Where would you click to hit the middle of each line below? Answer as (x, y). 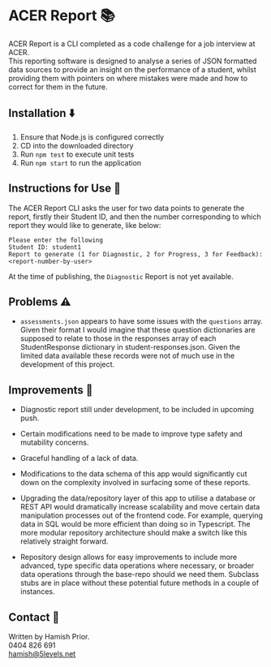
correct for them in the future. (58, 87)
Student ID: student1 (45, 247)
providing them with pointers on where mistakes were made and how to (128, 78)
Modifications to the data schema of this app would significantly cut (133, 474)
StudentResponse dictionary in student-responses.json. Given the (130, 347)
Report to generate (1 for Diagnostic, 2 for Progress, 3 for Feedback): (136, 254)
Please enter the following (56, 240)
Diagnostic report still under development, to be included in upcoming (137, 410)
